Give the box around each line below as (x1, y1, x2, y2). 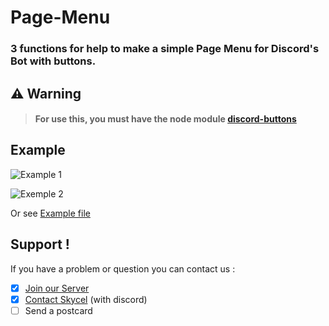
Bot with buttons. (10, 54, 97, 68)
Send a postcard (24, 304, 93, 316)
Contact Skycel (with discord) (24, 293, 148, 305)
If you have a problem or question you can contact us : (10, 262, 236, 275)
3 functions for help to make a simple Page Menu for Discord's (10, 42, 320, 56)
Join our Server (24, 282, 90, 294)
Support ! (10, 236, 70, 253)
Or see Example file (10, 207, 91, 219)
